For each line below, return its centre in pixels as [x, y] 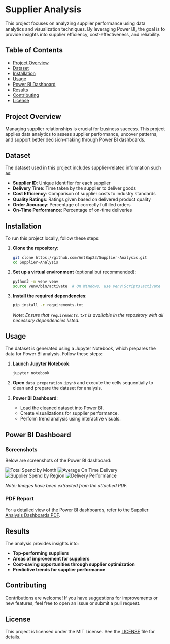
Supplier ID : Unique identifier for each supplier [61, 183]
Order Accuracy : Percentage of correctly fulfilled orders [72, 205]
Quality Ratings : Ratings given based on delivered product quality [82, 199]
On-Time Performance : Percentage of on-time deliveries [72, 210]
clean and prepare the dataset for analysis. [57, 388]
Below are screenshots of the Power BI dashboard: [58, 460]
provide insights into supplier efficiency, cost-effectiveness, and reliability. [83, 34]
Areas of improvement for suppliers [51, 559]
